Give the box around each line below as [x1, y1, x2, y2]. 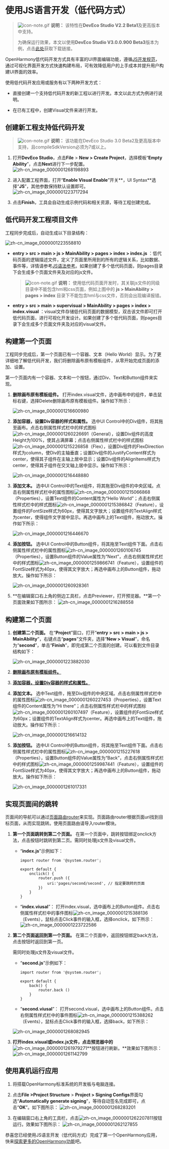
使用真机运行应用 [5, 1066, 58, 1075]
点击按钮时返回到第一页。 [12, 939, 66, 944]
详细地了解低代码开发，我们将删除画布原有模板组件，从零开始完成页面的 [5, 358, 155, 364]
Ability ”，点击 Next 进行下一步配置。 [12, 161, 88, 167]
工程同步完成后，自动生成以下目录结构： [5, 229, 89, 236]
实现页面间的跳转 [5, 800, 58, 808]
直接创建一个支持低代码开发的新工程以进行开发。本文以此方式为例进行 [12, 90, 158, 96]
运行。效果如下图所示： [12, 1121, 61, 1127]
